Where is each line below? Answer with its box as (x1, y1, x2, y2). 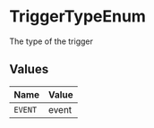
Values (9, 62, 49, 77)
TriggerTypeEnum (9, 6, 146, 27)
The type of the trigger (9, 36, 94, 47)
